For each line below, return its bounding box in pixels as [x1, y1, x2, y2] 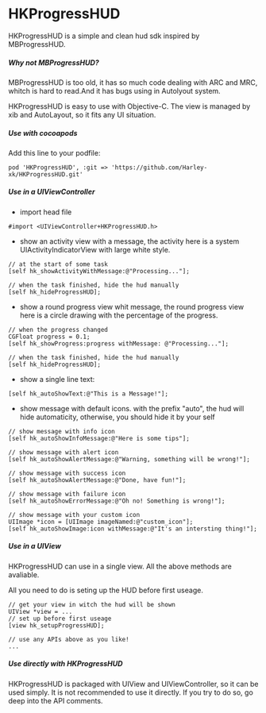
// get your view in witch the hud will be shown [8, 600, 176, 608]
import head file [19, 207, 72, 217]
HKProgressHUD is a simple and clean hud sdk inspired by [8, 31, 200, 40]
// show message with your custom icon [8, 511, 141, 518]
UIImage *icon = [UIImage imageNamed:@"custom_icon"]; [8, 518, 194, 526]
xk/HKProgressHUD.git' [8, 170, 83, 179]
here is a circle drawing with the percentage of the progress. [19, 310, 218, 320]
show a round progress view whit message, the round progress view [19, 302, 245, 311]
